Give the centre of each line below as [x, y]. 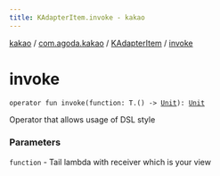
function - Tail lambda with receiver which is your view [110, 162]
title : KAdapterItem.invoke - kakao [77, 17]
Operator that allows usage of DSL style [82, 119]
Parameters [35, 142]
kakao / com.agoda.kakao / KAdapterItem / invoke [101, 43]
